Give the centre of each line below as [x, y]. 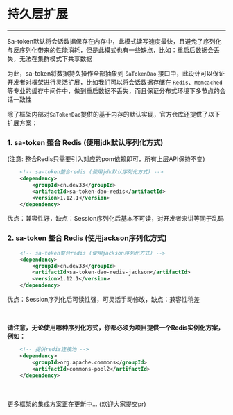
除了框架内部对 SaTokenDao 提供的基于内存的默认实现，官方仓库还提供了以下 [114, 114]
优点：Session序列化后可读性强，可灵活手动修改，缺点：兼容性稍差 [103, 300]
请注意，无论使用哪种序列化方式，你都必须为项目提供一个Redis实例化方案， [115, 328]
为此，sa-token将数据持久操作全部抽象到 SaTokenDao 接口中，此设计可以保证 [116, 73]
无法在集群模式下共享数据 [55, 58]
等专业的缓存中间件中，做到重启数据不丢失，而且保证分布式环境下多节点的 [113, 90]
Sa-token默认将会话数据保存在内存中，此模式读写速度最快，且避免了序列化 [114, 41]
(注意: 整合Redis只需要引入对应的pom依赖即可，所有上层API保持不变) [106, 159]
